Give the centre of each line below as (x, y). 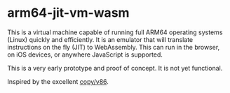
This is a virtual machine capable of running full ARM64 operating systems (115, 32)
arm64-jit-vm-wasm (68, 13)
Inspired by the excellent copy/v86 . (58, 81)
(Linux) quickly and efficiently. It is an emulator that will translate (100, 39)
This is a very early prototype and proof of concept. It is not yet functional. (115, 68)
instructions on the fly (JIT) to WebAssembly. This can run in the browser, (114, 47)
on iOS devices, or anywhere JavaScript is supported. (85, 55)
